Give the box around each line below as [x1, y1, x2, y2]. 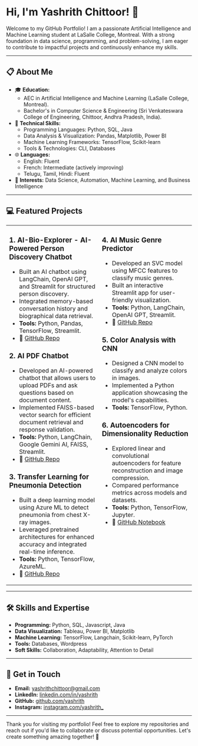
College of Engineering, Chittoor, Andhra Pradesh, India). [23, 113, 162, 120]
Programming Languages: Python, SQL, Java [23, 126, 133, 133]
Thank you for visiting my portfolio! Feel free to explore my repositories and [6, 720, 189, 728]
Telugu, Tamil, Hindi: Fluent [23, 170, 90, 177]
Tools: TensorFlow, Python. [111, 404, 188, 412]
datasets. [111, 496, 137, 504]
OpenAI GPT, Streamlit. [111, 311, 176, 319]
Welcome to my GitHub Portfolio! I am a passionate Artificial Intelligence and [6, 25, 192, 32]
